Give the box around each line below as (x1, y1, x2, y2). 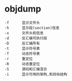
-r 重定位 (4, 56, 33, 61)
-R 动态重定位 (4, 62, 40, 66)
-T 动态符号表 (4, 51, 40, 56)
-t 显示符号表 (4, 46, 40, 51)
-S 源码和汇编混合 (4, 66, 47, 71)
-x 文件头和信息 (4, 31, 44, 35)
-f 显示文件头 (4, 20, 40, 25)
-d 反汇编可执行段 (4, 35, 47, 41)
